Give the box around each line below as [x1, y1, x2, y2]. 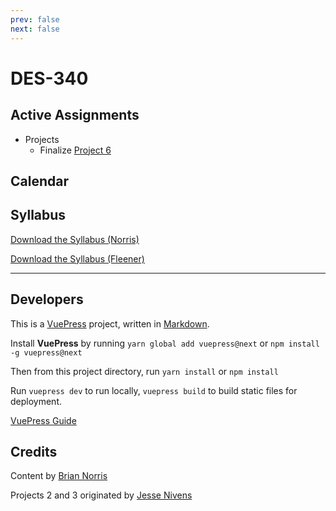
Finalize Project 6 [39, 144, 112, 156]
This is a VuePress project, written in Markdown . [10, 317, 210, 330]
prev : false [10, 14, 60, 25]
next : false [10, 24, 60, 34]
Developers [10, 291, 84, 308]
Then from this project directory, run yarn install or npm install [10, 365, 279, 377]
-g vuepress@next [10, 347, 83, 358]
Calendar [10, 172, 69, 190]
